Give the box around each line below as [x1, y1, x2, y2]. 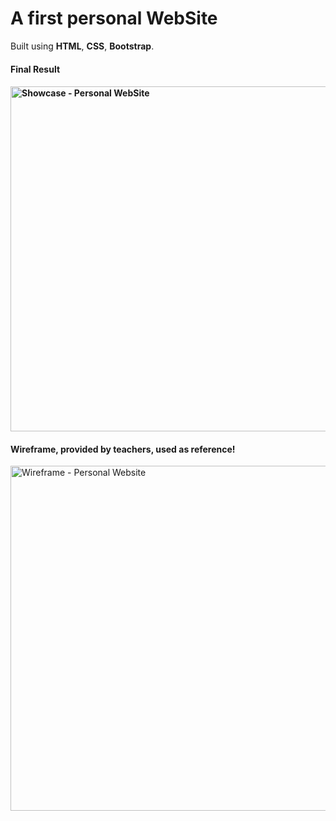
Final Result [10, 63, 61, 75]
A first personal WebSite [10, 7, 218, 30]
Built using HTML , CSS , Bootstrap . [10, 40, 155, 52]
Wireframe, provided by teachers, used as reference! [10, 443, 236, 455]
